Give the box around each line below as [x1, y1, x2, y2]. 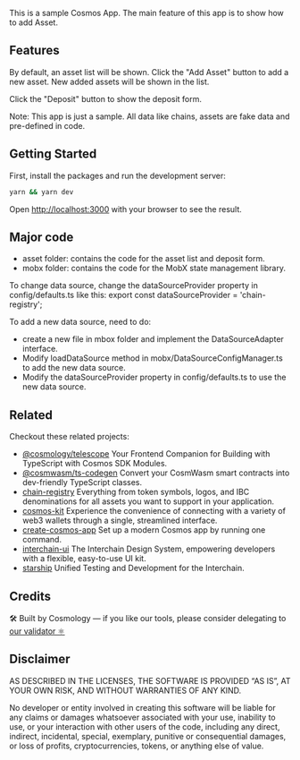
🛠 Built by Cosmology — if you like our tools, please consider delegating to [9, 612, 287, 623]
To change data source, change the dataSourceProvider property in [9, 280, 259, 291]
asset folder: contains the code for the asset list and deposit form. [21, 253, 265, 264]
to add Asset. [9, 17, 58, 28]
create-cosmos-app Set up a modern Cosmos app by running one [21, 525, 266, 535]
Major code [9, 229, 74, 244]
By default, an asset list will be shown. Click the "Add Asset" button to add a [9, 66, 289, 77]
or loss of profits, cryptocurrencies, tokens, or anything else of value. [9, 740, 264, 751]
